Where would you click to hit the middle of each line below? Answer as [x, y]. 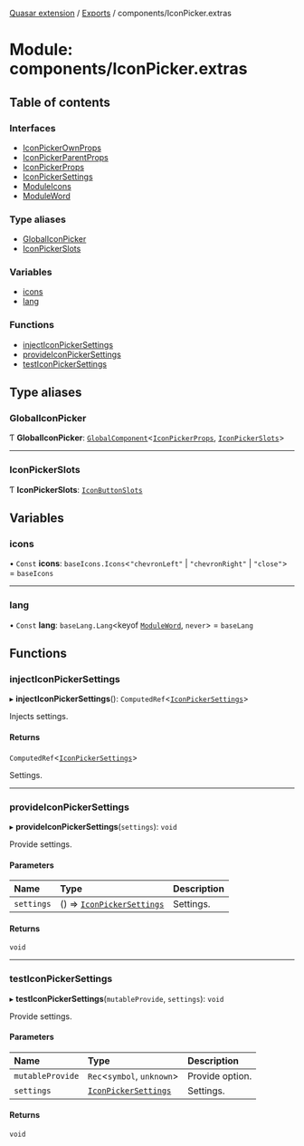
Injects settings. [39, 717]
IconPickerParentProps [65, 157]
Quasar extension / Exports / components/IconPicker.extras [121, 13]
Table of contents [60, 102]
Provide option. [219, 1075]
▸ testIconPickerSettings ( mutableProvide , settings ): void [117, 998]
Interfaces [33, 128]
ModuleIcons [47, 186]
